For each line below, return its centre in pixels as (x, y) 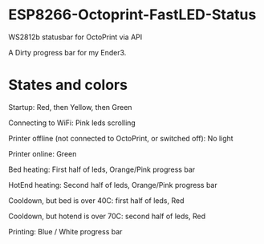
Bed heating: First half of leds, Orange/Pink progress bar (102, 169)
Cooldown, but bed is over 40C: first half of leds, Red (96, 200)
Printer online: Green (43, 153)
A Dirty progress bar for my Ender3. (67, 52)
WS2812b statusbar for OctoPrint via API (75, 37)
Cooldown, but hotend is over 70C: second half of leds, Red (107, 216)
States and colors (68, 85)
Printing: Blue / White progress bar (65, 231)
